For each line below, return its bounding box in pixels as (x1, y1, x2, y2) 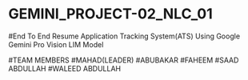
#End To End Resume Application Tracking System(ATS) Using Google (8, 31, 241, 41)
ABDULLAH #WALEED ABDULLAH (8, 63, 122, 73)
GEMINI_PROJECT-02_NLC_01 (8, 5, 214, 23)
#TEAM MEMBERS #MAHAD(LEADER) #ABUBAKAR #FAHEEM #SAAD (8, 55, 239, 65)
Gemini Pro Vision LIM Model (8, 39, 104, 49)
